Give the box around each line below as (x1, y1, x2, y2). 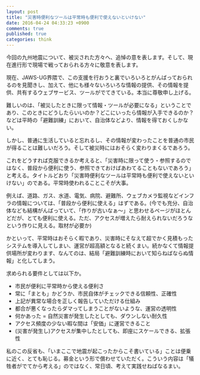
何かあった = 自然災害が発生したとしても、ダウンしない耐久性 (14, 312, 168, 319)
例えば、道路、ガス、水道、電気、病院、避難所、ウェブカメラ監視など (6, 192, 179, 199)
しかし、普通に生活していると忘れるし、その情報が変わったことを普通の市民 (6, 137, 195, 144)
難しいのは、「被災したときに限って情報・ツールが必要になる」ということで (6, 102, 192, 108)
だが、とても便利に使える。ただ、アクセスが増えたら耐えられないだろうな (11, 215, 193, 221)
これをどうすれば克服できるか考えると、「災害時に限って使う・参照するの (6, 157, 186, 164)
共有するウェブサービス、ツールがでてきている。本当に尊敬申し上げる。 (16, 89, 195, 96)
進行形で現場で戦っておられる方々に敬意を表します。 (11, 61, 141, 68)
